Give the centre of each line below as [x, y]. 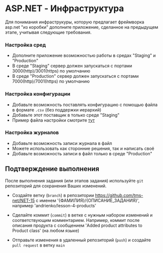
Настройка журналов [32, 133]
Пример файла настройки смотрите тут [53, 120]
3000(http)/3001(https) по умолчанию [51, 71]
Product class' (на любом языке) [45, 230]
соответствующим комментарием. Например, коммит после [76, 220]
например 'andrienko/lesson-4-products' [54, 205]
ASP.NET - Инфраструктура [64, 9]
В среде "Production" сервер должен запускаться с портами [75, 76]
